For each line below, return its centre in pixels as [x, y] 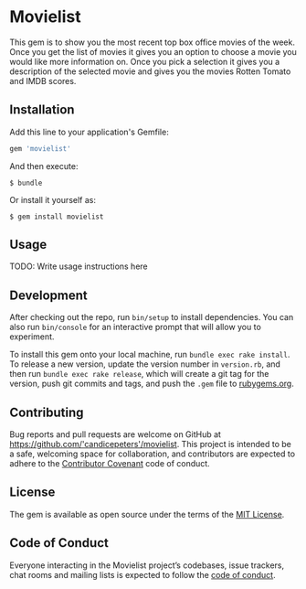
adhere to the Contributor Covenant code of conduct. [110, 464]
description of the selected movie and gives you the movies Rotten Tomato [150, 71]
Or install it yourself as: [53, 199]
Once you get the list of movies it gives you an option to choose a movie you [153, 51]
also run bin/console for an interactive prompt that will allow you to [136, 327]
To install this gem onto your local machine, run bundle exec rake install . [150, 355]
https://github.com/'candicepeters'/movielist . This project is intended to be [151, 444]
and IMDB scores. [43, 80]
